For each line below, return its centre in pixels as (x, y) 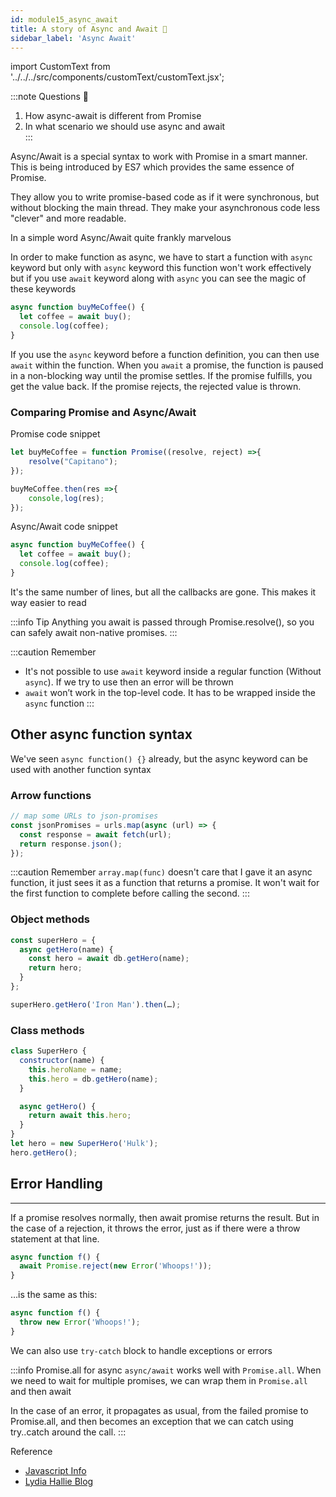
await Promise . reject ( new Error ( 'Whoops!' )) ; (116, 1266)
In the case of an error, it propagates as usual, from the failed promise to (159, 1410)
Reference (31, 1451)
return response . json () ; (71, 844)
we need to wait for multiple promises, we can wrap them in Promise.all (159, 1380)
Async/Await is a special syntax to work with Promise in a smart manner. (159, 157)
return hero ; (55, 968)
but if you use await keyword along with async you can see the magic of (158, 278)
